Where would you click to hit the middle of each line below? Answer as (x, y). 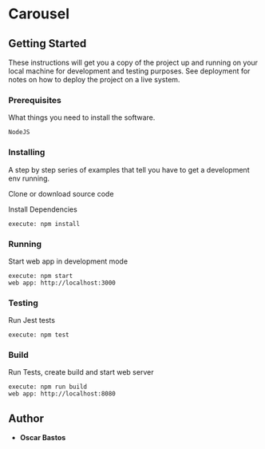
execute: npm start (41, 276)
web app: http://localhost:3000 (62, 283)
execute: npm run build (48, 387)
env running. (29, 178)
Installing (27, 153)
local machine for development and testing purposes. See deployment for (129, 71)
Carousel (39, 14)
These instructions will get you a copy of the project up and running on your (133, 62)
